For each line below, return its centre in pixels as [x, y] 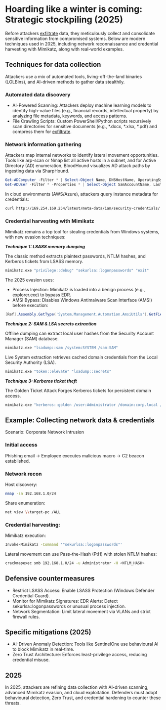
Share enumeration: [25, 503]
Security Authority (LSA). [31, 362]
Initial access [21, 445]
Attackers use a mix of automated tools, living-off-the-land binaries [74, 76]
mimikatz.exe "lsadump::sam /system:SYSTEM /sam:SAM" [62, 348]
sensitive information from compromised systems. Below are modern [75, 39]
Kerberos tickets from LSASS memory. [44, 262]
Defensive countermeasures [50, 579]
